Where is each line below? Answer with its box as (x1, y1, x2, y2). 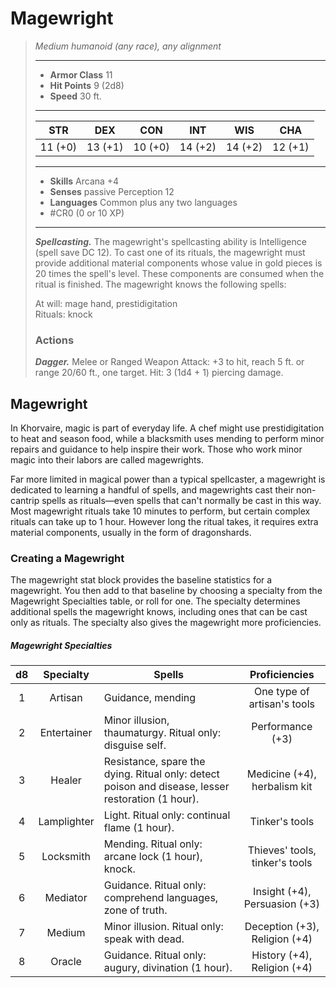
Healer (50, 773, 82, 787)
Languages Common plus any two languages (49, 196, 238, 208)
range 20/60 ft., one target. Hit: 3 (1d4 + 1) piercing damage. (34, 367, 284, 379)
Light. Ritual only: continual (103, 808, 231, 822)
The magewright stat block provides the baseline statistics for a (10, 574, 273, 586)
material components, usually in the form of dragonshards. (10, 527, 252, 539)
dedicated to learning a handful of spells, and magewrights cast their (10, 484, 295, 496)
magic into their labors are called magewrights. (10, 454, 204, 466)
